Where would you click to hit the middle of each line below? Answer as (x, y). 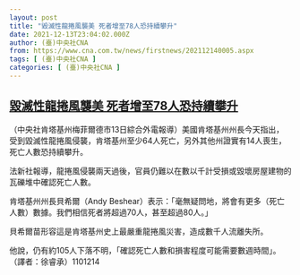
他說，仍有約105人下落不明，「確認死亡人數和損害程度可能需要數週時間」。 (145, 250)
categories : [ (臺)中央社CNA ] (65, 68)
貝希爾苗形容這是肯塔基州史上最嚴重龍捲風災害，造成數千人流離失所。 (139, 231)
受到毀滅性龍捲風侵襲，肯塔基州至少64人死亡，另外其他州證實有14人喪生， (148, 141)
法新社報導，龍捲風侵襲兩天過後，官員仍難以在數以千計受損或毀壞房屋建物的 (150, 170)
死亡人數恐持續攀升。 (48, 151)
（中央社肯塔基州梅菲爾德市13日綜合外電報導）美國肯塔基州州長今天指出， (147, 129)
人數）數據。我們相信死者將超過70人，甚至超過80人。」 (111, 212)
